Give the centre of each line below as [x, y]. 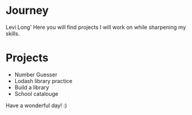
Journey [27, 11]
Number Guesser [36, 74]
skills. [13, 33]
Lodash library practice [43, 81]
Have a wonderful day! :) [36, 105]
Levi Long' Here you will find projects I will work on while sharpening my [96, 27]
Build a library [32, 87]
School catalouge [36, 93]
